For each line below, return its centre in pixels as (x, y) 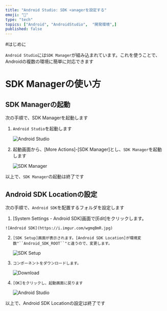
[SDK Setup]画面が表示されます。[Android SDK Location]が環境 (75, 238)
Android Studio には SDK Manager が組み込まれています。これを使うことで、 (83, 55)
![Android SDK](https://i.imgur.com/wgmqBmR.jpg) (59, 228)
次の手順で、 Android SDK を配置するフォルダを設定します (65, 207)
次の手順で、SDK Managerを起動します (47, 118)
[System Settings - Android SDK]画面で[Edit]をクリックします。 (79, 218)
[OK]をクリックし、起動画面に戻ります (48, 283)
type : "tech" (19, 19)
